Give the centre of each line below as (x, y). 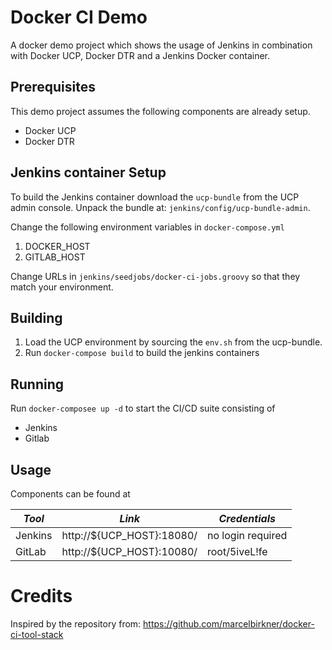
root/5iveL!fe (237, 551)
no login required (247, 535)
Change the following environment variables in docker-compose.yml (147, 227)
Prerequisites (53, 87)
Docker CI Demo (79, 17)
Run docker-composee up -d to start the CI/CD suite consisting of (143, 408)
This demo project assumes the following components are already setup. (160, 111)
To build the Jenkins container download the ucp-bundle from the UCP (155, 197)
